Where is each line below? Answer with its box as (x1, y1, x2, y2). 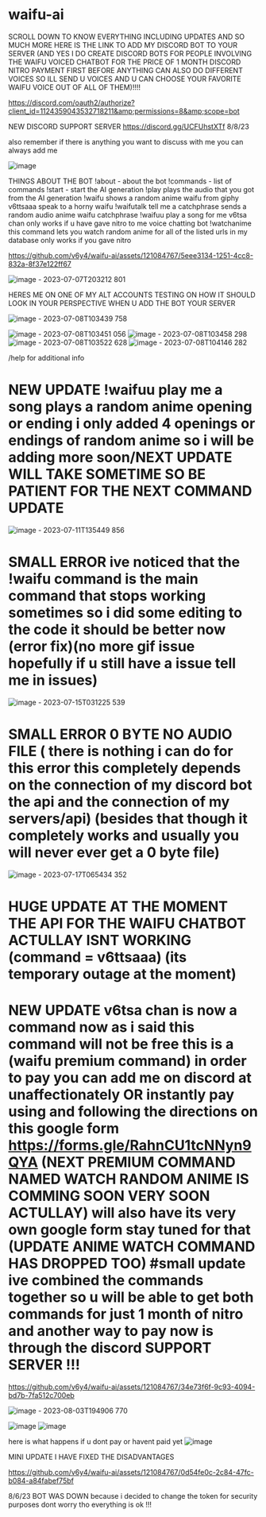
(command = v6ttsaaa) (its (8, 948, 187, 966)
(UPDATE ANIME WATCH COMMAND (8, 1237, 256, 1256)
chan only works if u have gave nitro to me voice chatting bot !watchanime (8, 218, 252, 228)
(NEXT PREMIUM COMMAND (40, 1153, 236, 1172)
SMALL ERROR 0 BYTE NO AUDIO (8, 725, 233, 743)
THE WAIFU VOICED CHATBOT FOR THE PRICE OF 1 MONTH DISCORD (8, 57, 241, 67)
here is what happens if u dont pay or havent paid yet (8, 1436, 183, 1446)
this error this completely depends (8, 759, 241, 777)
